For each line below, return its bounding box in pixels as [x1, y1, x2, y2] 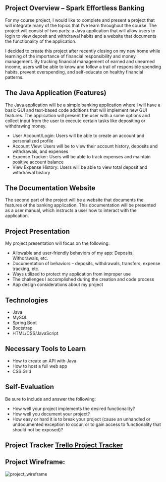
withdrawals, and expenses [12, 148, 68, 154]
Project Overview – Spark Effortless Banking [5, 4, 145, 12]
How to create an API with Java [12, 357, 77, 364]
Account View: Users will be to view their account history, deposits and [12, 143, 158, 149]
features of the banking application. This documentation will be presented [5, 202, 156, 208]
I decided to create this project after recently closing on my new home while [5, 48, 161, 54]
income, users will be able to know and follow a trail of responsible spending [5, 64, 162, 69]
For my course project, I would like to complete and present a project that [5, 17, 155, 23]
